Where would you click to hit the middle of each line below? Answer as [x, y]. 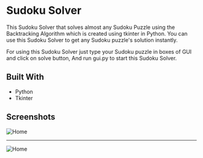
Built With [25, 77]
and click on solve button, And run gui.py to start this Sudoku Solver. [92, 58]
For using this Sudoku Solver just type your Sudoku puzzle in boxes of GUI [99, 51]
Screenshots [31, 117]
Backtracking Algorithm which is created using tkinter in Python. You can [97, 33]
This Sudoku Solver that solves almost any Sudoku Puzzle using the [91, 27]
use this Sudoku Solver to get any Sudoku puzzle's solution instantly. [92, 40]
